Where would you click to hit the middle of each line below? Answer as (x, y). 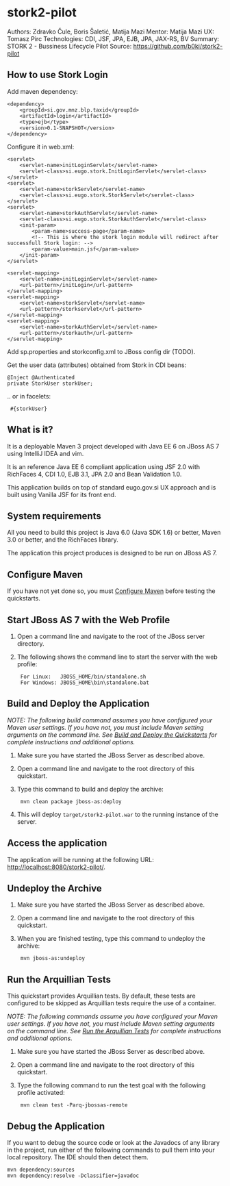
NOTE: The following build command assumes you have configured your (110, 720)
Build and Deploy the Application (78, 704)
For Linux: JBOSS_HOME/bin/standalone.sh (83, 677)
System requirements (54, 516)
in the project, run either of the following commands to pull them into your (111, 1150)
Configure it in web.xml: (41, 147)
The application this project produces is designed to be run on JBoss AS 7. (112, 553)
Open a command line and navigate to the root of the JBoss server (111, 636)
